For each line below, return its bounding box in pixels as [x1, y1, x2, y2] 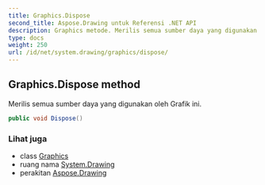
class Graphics [19, 151, 69, 160]
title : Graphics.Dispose [8, 11, 90, 20]
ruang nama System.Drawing [19, 160, 115, 169]
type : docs [8, 33, 44, 42]
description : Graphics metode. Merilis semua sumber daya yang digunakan [8, 26, 258, 34]
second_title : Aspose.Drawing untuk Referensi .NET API [8, 19, 197, 27]
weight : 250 [8, 41, 48, 49]
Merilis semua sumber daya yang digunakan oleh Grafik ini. [8, 98, 202, 108]
